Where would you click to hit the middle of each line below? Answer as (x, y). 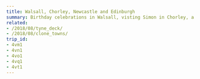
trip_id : (17, 39)
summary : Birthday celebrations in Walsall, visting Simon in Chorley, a (100, 17)
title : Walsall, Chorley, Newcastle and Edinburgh (71, 12)
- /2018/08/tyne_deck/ (34, 28)
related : (17, 23)
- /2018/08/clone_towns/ (37, 34)
